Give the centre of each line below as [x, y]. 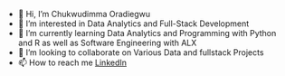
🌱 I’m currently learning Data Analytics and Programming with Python [147, 33]
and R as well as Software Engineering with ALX [107, 43]
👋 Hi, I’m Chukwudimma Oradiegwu [84, 14]
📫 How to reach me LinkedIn [72, 62]
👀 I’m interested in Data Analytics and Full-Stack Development [133, 24]
